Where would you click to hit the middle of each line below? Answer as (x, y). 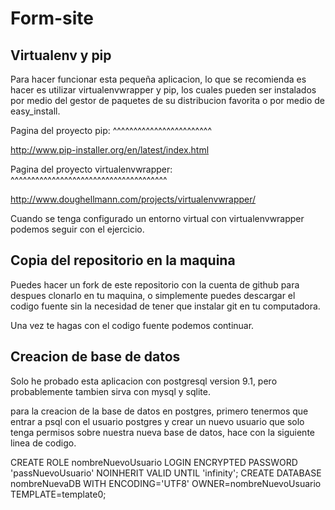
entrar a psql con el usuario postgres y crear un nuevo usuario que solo (157, 421)
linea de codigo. (43, 443)
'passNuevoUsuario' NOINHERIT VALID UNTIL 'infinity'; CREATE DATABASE (166, 473)
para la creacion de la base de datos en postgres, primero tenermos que (159, 411)
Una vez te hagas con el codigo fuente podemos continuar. (132, 325)
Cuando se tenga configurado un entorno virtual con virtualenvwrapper (157, 218)
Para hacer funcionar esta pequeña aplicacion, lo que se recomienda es (158, 79)
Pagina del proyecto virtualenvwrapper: (91, 169)
